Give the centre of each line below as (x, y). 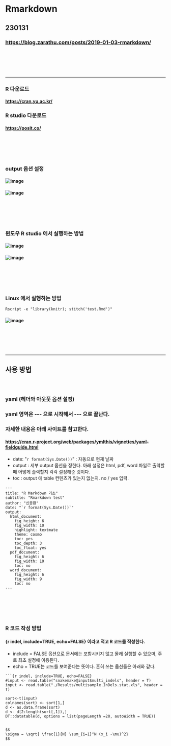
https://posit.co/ (23, 128)
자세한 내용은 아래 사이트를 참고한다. (47, 429)
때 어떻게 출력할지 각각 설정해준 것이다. (51, 472)
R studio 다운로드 (26, 115)
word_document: (26, 570)
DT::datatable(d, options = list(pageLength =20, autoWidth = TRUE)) (81, 716)
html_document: (26, 517)
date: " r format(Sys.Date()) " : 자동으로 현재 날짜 (63, 459)
